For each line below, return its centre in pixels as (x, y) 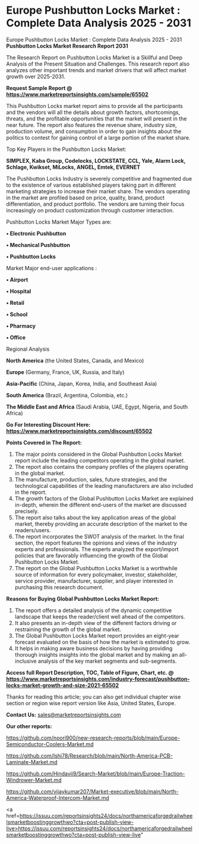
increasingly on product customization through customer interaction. (90, 210)
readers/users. (33, 530)
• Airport (17, 279)
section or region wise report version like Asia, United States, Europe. (91, 703)
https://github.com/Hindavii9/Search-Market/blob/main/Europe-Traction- (96, 774)
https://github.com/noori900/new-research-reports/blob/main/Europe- (93, 738)
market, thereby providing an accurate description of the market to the (101, 524)
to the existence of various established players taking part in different (91, 185)
